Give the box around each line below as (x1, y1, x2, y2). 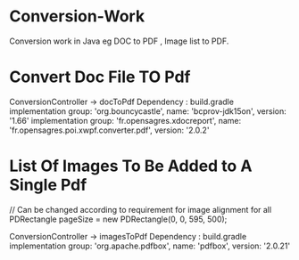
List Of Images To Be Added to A (9, 156, 253, 176)
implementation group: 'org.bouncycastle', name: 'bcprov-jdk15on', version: (9, 105, 287, 117)
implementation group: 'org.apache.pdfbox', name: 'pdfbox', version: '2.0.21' (9, 240, 291, 251)
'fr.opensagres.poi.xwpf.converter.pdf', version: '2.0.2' (9, 125, 210, 135)
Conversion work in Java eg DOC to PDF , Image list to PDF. (9, 36, 229, 46)
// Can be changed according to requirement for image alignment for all (9, 204, 272, 215)
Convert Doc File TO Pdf (9, 67, 191, 87)
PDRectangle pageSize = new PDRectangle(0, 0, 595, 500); (9, 214, 228, 224)
